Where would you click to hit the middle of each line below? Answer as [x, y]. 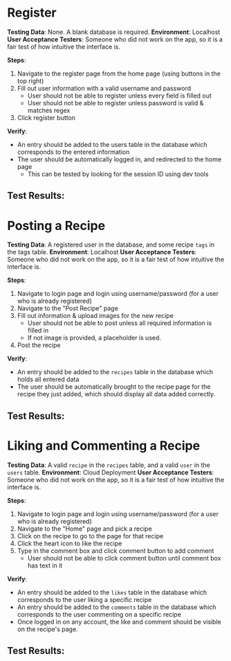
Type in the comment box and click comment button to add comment [115, 550]
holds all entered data [48, 380]
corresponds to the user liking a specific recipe [84, 599]
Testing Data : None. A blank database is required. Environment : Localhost [114, 32]
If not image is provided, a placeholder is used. [94, 338]
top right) [30, 80]
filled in [38, 330]
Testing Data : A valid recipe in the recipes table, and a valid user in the [109, 465]
